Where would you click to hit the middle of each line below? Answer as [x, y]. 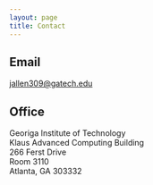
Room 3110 [29, 162]
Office [27, 111]
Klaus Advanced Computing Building [77, 143]
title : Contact [38, 26]
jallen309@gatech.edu [51, 84]
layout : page [34, 17]
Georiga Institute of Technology [68, 133]
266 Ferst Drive [38, 152]
